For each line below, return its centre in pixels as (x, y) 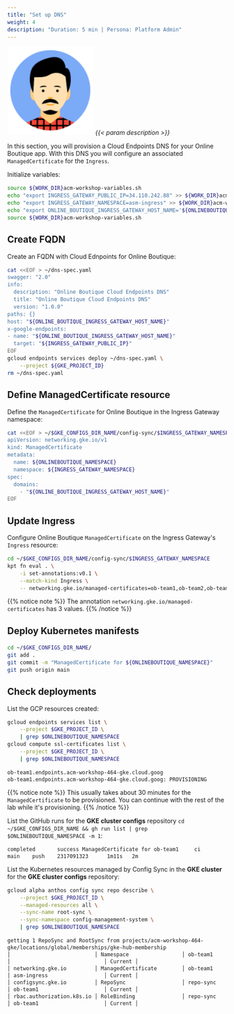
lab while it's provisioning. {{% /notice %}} (68, 807)
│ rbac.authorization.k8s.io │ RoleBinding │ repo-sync (112, 997)
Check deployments (52, 692)
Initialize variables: (34, 175)
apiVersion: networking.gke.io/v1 (57, 440)
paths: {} (22, 314)
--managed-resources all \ (59, 905)
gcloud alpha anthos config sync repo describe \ (81, 890)
